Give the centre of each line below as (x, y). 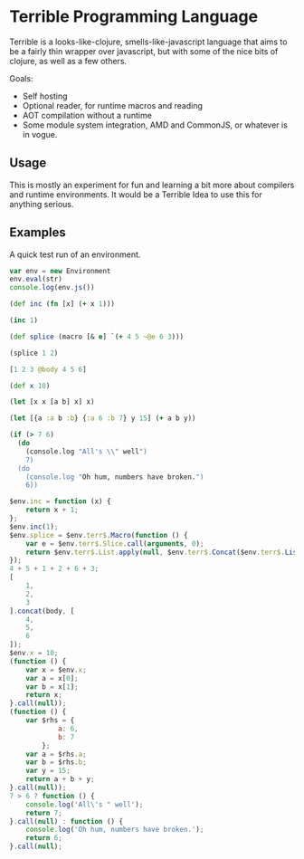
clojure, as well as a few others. (68, 61)
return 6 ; (44, 838)
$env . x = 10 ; (34, 654)
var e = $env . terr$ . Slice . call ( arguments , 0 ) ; (115, 544)
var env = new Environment (60, 271)
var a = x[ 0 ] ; (52, 678)
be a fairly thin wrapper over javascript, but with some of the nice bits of (144, 51)
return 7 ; (44, 813)
